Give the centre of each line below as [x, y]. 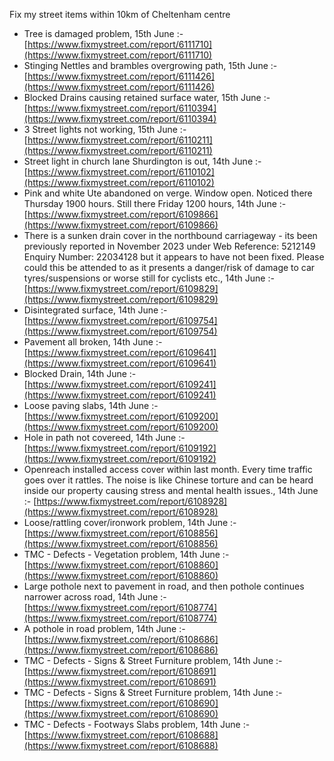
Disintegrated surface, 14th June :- [95, 310]
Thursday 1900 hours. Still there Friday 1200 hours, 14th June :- [155, 203]
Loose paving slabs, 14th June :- [91, 405]
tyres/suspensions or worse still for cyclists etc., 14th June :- [149, 278]
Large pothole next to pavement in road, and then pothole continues [164, 586]
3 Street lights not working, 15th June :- [105, 129]
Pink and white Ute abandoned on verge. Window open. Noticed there [168, 193]
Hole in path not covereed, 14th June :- [104, 437]
